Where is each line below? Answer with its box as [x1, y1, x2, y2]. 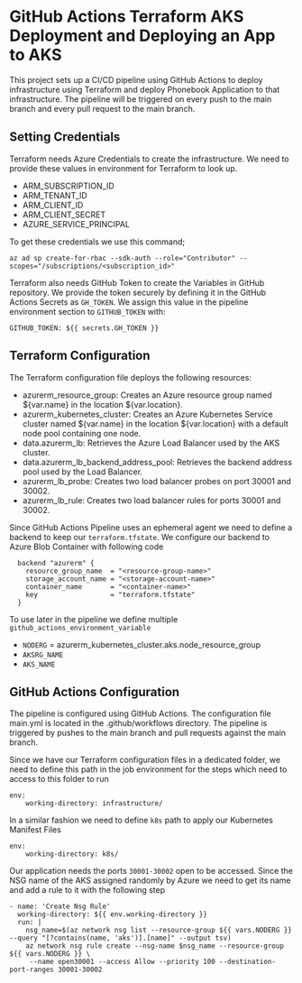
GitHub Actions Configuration [9, 684, 180, 700]
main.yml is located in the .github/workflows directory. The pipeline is [9, 718, 268, 729]
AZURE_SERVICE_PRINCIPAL [22, 218, 131, 229]
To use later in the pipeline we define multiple [9, 613, 178, 624]
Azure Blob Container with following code [9, 541, 164, 552]
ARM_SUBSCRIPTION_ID [22, 180, 114, 191]
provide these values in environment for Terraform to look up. [9, 162, 238, 173]
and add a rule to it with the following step [9, 885, 166, 896]
